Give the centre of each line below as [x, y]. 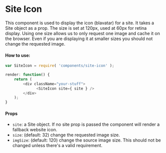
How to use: [18, 55]
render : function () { [28, 75]
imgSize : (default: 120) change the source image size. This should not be [87, 140]
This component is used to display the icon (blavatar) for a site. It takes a [80, 23]
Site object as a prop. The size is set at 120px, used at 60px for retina [76, 28]
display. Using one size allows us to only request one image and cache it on [83, 33]
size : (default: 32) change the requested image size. [66, 135]
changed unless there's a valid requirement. [57, 146]
